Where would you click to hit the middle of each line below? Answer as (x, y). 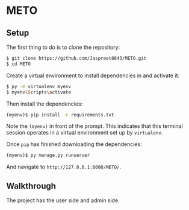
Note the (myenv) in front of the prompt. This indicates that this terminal (95, 126)
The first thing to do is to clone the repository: (63, 47)
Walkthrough (31, 186)
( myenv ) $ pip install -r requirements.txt (60, 115)
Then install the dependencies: (45, 104)
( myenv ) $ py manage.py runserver (48, 155)
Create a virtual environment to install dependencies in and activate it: (93, 75)
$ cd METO (19, 64)
